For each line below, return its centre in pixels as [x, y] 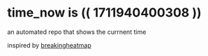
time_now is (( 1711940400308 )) [104, 13]
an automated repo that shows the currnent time [77, 32]
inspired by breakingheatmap [50, 45]
